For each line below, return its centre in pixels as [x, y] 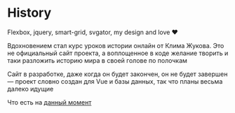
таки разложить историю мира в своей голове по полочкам [98, 60]
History [29, 13]
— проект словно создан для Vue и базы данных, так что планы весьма [115, 81]
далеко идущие [31, 89]
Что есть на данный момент [49, 102]
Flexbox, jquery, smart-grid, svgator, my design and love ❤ [93, 32]
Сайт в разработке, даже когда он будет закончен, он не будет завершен [117, 74]
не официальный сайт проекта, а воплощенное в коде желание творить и [118, 53]
